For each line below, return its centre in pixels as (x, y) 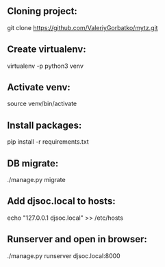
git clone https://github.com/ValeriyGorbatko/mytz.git (82, 27)
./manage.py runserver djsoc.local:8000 (64, 255)
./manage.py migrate (37, 180)
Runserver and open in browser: (77, 239)
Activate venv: (39, 87)
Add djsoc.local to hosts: (61, 201)
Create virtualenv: (47, 50)
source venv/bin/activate (42, 104)
